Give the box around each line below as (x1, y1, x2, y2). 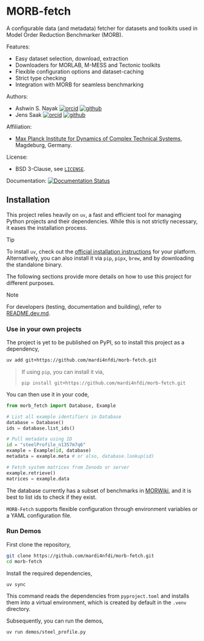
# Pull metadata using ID (6, 436, 72, 442)
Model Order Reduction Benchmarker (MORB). (6, 31, 123, 38)
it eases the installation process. (6, 224, 87, 231)
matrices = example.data (6, 476, 70, 482)
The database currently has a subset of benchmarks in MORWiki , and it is (6, 487, 192, 494)
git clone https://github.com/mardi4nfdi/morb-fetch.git (6, 553, 155, 559)
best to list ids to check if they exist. (6, 493, 97, 501)
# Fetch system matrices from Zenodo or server (6, 464, 130, 470)
